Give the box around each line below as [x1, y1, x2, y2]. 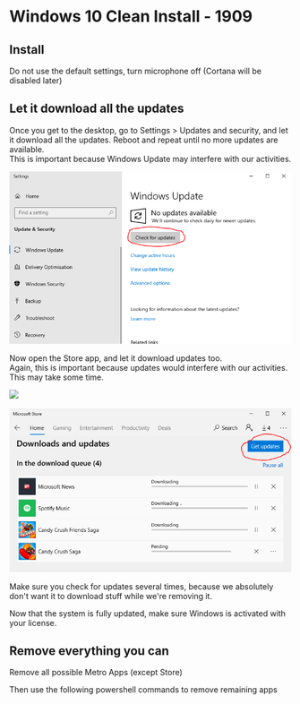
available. [9, 143, 45, 154]
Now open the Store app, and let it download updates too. [9, 352, 223, 364]
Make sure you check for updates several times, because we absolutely [9, 580, 274, 592]
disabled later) [9, 75, 63, 86]
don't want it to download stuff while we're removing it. [9, 590, 213, 601]
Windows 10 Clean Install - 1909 [9, 6, 253, 27]
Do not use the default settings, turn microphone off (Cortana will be [9, 65, 262, 76]
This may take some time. [9, 372, 105, 382]
